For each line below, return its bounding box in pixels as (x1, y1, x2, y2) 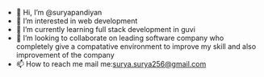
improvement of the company (15, 51, 115, 59)
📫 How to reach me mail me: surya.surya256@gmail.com (15, 59, 207, 68)
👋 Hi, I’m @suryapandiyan (15, 8, 103, 17)
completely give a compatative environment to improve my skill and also (15, 42, 257, 51)
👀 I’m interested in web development (15, 16, 138, 26)
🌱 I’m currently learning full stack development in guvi (15, 25, 196, 34)
